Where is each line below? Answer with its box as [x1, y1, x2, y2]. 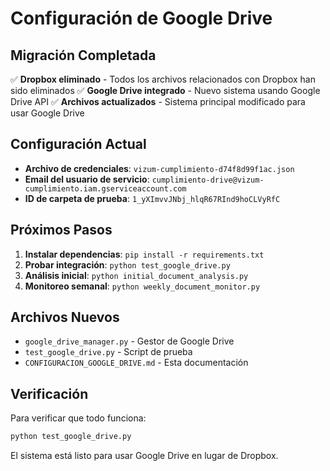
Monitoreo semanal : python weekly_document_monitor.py [24, 280, 261, 292]
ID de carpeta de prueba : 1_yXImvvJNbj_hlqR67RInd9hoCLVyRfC [24, 192, 281, 204]
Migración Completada [10, 47, 157, 64]
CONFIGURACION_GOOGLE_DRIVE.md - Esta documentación [24, 357, 249, 369]
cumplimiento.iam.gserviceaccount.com [24, 183, 187, 194]
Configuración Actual [10, 136, 147, 153]
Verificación [10, 385, 89, 402]
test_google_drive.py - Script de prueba [24, 346, 193, 358]
